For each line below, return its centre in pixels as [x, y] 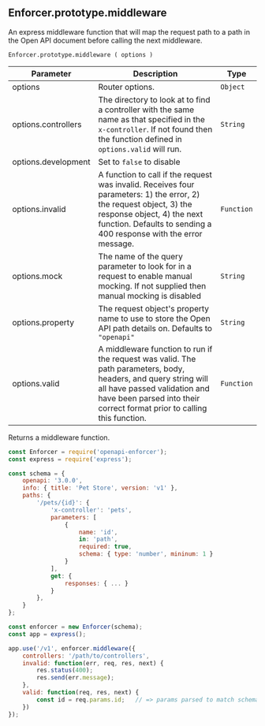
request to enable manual [145, 276]
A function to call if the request [155, 174]
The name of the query [140, 256]
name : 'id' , [98, 532]
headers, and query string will [153, 378]
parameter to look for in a [145, 266]
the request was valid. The [147, 359]
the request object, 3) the [145, 204]
